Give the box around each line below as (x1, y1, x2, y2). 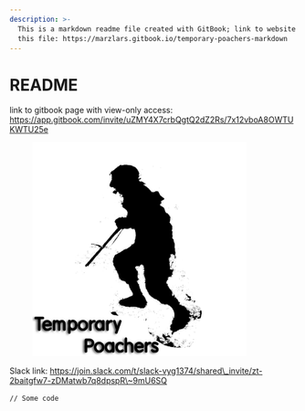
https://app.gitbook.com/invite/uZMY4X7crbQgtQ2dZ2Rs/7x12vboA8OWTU (9, 114, 294, 125)
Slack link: (9, 365, 48, 376)
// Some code (9, 394, 59, 404)
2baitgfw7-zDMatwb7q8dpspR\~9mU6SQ (9, 375, 167, 386)
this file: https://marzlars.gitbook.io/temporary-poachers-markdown (17, 34, 288, 43)
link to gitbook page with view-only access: (9, 105, 174, 116)
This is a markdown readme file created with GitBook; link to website (17, 24, 297, 34)
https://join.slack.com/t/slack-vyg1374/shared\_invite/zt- (49, 365, 263, 376)
